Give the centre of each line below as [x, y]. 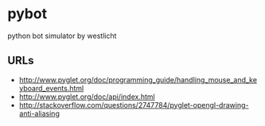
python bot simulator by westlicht [62, 36]
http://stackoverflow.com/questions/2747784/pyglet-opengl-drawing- [134, 105]
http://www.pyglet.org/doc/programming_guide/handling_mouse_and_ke [138, 79]
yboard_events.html [51, 88]
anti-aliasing [39, 113]
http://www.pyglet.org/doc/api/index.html [87, 97]
